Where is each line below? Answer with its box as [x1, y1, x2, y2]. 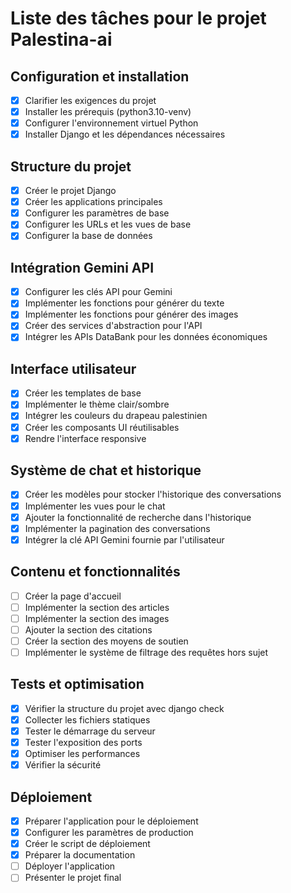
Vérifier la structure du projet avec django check [24, 702, 225, 714]
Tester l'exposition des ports [24, 736, 143, 748]
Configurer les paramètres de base [24, 207, 170, 219]
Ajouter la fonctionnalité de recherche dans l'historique [24, 511, 252, 523]
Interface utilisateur [10, 360, 137, 377]
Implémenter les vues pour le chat [24, 500, 166, 512]
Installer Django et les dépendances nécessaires [24, 128, 226, 141]
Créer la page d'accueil [24, 590, 122, 602]
